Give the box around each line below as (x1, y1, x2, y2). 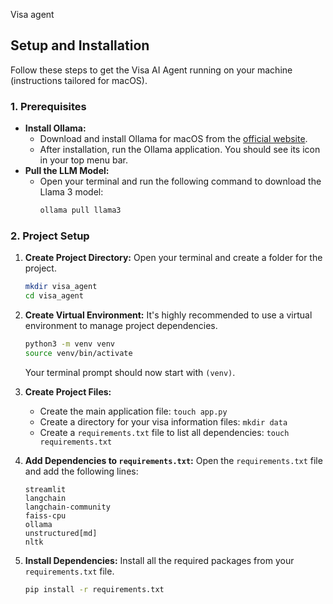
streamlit (24, 484, 67, 494)
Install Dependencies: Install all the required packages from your (24, 554, 295, 566)
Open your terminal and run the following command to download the (39, 175, 322, 188)
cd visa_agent (24, 291, 84, 301)
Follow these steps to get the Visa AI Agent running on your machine (10, 64, 293, 76)
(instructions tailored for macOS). (10, 74, 148, 86)
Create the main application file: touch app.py (39, 405, 228, 417)
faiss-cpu (24, 510, 67, 521)
